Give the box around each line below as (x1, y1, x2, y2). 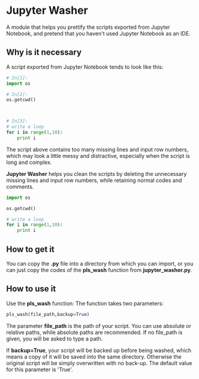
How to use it (6, 283, 56, 294)
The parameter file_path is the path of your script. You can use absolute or (6, 322, 192, 329)
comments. (6, 183, 34, 190)
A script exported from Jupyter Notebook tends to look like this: (6, 63, 164, 70)
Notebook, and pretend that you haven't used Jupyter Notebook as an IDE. (6, 29, 191, 37)
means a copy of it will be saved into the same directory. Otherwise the (6, 353, 182, 360)
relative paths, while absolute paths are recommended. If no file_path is (6, 329, 183, 336)
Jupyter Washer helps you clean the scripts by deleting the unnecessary (6, 170, 187, 177)
